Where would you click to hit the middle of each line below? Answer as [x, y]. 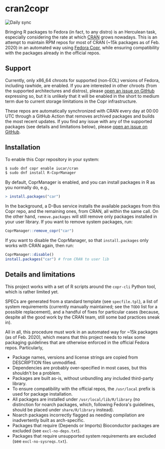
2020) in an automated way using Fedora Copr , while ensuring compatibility [82, 47]
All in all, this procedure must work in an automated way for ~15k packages [82, 332]
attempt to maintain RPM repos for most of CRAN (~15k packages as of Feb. [82, 42]
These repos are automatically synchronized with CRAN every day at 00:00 [82, 111]
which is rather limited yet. [32, 291]
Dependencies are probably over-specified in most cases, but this [80, 367]
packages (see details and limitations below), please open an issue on [76, 126]
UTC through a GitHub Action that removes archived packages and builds [80, 116]
